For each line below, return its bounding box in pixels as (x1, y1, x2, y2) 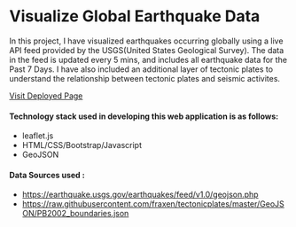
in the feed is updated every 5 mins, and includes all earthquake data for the (9, 54, 288, 65)
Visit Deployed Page (9, 90, 83, 101)
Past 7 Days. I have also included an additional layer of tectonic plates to (9, 64, 273, 74)
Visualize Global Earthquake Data (9, 6, 261, 27)
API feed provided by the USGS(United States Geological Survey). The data (9, 44, 284, 55)
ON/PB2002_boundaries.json (21, 208, 129, 219)
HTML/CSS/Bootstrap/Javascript (21, 140, 142, 151)
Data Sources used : (9, 169, 86, 180)
